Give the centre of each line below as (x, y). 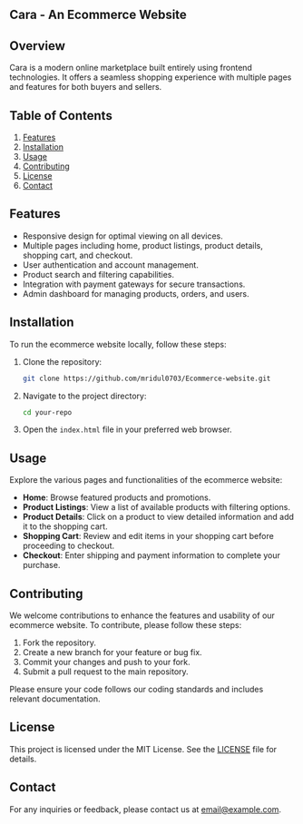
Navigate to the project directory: (84, 396)
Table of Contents (61, 116)
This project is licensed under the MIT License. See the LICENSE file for (143, 749)
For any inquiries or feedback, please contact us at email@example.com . (146, 809)
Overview (38, 46)
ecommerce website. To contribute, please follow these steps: (126, 625)
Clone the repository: (62, 361)
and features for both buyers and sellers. (86, 87)
